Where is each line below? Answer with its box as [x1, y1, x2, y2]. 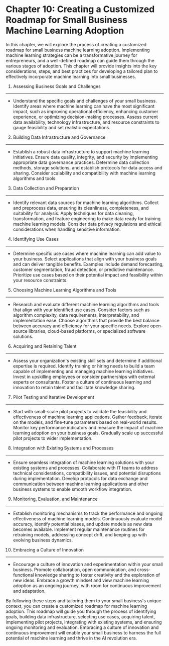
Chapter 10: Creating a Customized [6, 4, 155, 15]
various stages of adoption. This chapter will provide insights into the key [6, 63, 157, 69]
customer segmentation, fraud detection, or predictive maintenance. [13, 266, 154, 272]
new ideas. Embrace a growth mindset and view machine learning [13, 577, 149, 583]
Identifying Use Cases [13, 236, 59, 242]
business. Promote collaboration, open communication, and [13, 567, 136, 573]
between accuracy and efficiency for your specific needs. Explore [13, 323, 149, 329]
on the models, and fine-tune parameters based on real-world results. [13, 419, 157, 425]
